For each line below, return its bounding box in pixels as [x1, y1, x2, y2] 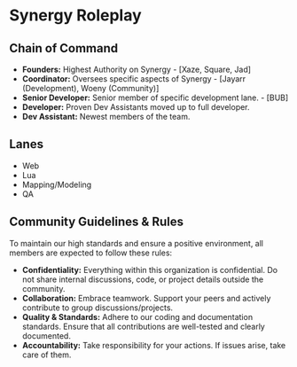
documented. [21, 330, 71, 341]
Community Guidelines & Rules [9, 215, 184, 230]
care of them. [21, 349, 72, 360]
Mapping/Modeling [21, 179, 92, 190]
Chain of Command [9, 41, 118, 56]
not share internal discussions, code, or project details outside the [21, 274, 264, 285]
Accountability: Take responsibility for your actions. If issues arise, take [21, 340, 286, 350]
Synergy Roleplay [9, 5, 142, 26]
